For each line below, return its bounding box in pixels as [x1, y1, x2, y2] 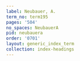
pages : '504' [6, 19, 38, 25]
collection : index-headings [6, 46, 75, 52]
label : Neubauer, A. [6, 8, 57, 15]
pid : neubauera [6, 30, 43, 36]
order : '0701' [6, 35, 41, 41]
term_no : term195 [6, 14, 48, 20]
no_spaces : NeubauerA [6, 24, 59, 31]
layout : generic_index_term [6, 41, 75, 47]
